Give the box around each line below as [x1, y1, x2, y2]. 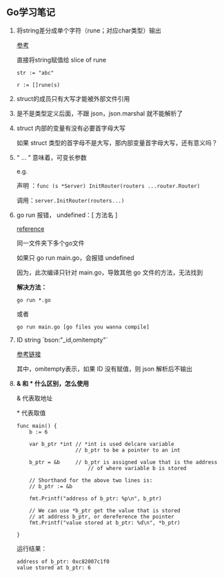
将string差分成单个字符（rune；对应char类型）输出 [16, 26, 161, 35]
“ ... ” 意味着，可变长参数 [16, 153, 88, 161]
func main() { [16, 422, 57, 429]
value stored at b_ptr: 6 [16, 564, 91, 571]
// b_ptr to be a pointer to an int [74, 447, 181, 454]
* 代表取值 [16, 409, 46, 417]
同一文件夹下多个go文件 [16, 239, 85, 247]
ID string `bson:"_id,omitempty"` [16, 335, 108, 344]
